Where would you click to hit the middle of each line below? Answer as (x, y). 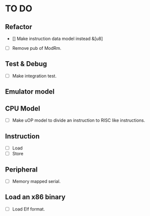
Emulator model (30, 92)
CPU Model (23, 108)
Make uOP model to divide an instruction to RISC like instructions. (79, 120)
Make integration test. (34, 76)
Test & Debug (26, 64)
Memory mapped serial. (36, 181)
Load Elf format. (29, 209)
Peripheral (21, 169)
